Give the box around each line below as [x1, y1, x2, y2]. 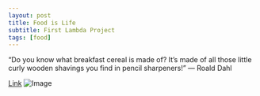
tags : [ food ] [8, 33, 52, 42]
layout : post [8, 11, 52, 20]
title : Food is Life [8, 19, 77, 27]
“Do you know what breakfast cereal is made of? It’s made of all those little [8, 55, 252, 65]
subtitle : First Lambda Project [8, 26, 115, 34]
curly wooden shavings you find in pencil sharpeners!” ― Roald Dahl [8, 64, 232, 73]
